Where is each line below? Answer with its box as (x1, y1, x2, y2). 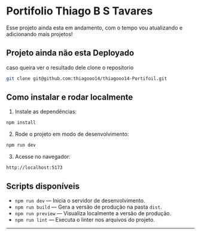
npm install (6, 120, 36, 126)
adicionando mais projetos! (6, 30, 73, 37)
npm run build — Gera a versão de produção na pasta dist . (14, 203, 162, 210)
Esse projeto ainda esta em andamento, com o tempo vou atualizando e (6, 24, 183, 31)
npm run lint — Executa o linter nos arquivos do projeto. (14, 216, 156, 223)
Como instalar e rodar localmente (6, 92, 133, 103)
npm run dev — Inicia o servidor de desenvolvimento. (14, 197, 145, 204)
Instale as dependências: (14, 108, 77, 115)
